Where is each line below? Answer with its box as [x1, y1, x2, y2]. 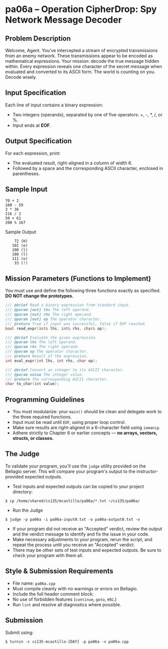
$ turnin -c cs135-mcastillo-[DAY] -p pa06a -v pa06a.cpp [5, 639, 129, 644]
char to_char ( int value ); [5, 381, 59, 387]
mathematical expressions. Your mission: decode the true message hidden [5, 58, 159, 64]
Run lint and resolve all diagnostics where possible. [12, 601, 121, 607]
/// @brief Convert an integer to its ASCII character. [5, 367, 124, 372]
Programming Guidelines [5, 395, 85, 404]
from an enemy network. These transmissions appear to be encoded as [5, 53, 153, 59]
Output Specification [5, 137, 72, 145]
